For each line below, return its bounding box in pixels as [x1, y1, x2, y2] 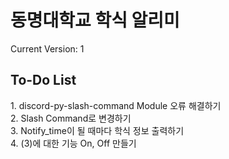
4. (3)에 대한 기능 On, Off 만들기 [10, 137, 137, 149]
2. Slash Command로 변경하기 [10, 112, 132, 124]
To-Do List [10, 72, 77, 89]
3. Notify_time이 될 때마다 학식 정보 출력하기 [10, 124, 185, 136]
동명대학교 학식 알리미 [10, 9, 180, 32]
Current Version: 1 [10, 42, 85, 55]
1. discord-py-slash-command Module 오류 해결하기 [10, 99, 222, 111]
